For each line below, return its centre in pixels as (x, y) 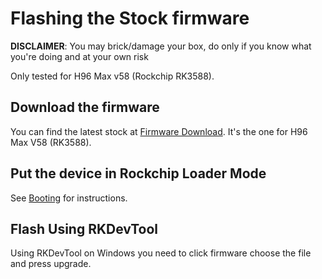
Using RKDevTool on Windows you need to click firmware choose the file (161, 253)
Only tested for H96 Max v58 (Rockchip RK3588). (112, 76)
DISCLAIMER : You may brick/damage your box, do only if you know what (161, 46)
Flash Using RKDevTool (84, 228)
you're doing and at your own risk (79, 56)
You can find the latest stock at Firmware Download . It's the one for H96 (159, 131)
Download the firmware (85, 107)
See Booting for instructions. (69, 198)
